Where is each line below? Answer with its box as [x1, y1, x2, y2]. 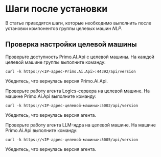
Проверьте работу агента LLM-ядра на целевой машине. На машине [5, 122, 156, 128]
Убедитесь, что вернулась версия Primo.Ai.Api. [5, 77, 108, 84]
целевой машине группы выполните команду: [5, 59, 106, 65]
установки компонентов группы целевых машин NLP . [5, 25, 123, 31]
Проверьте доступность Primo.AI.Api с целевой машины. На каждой [5, 54, 155, 60]
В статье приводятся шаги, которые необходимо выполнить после [5, 20, 152, 26]
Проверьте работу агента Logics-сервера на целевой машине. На [5, 88, 150, 94]
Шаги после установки [5, 3, 108, 15]
